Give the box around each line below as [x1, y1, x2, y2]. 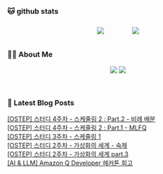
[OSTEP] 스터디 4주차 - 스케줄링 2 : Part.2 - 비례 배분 [7, 114, 156, 123]
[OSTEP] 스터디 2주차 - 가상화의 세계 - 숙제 [7, 141, 128, 149]
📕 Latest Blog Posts [7, 98, 75, 108]
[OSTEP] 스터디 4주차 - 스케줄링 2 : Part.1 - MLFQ [7, 123, 147, 132]
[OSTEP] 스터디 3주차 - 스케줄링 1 [7, 132, 101, 140]
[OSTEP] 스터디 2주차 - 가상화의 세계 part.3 [7, 149, 129, 158]
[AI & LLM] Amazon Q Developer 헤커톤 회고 [7, 159, 133, 167]
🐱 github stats [7, 6, 59, 16]
